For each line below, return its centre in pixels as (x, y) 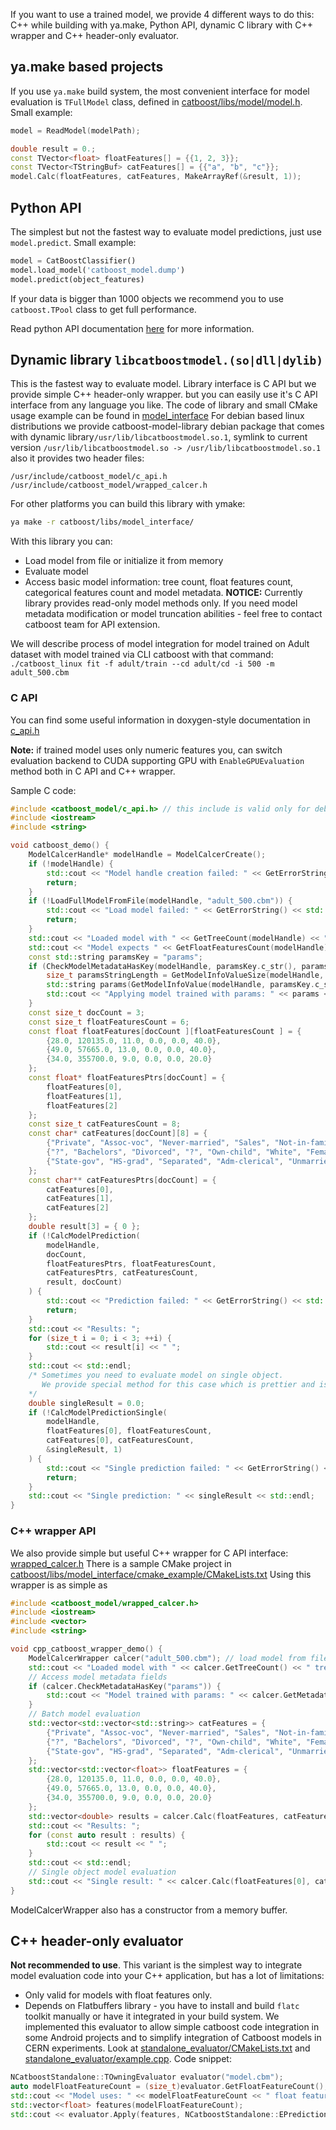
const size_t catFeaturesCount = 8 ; (105, 1124)
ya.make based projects (87, 67)
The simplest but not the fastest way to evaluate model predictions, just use (166, 232)
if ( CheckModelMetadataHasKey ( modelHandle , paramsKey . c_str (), (163, 966)
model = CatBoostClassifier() (73, 261)
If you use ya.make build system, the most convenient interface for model (160, 91)
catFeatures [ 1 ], (80, 1199)
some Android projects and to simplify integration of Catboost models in (173, 2038)
